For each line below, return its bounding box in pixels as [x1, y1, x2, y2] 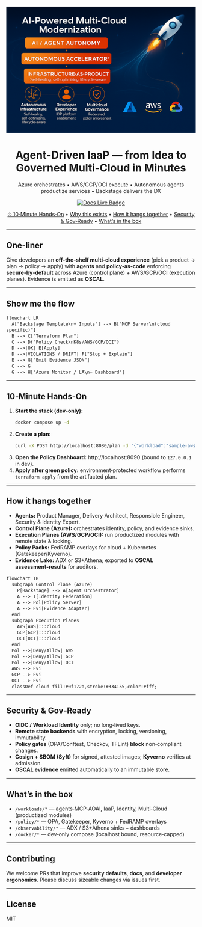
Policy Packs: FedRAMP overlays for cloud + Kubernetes [14, 543, 156, 551]
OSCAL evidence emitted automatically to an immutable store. [14, 766, 170, 773]
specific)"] [6, 327, 36, 334]
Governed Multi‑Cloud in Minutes [16, 161, 186, 174]
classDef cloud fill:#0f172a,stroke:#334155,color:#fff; [11, 684, 158, 690]
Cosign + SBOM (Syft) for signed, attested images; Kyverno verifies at [14, 753, 191, 760]
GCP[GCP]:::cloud [17, 629, 61, 635]
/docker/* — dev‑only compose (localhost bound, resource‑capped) [14, 831, 185, 838]
